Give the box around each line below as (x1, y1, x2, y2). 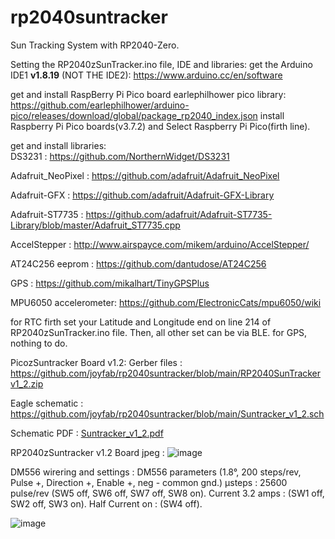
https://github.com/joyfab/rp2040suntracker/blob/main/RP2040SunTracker (10, 367, 322, 379)
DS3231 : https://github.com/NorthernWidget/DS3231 (10, 150, 230, 162)
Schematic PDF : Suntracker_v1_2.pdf (10, 427, 164, 439)
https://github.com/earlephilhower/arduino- (10, 99, 190, 111)
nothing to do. (10, 337, 68, 349)
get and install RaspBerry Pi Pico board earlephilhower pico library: (10, 88, 287, 100)
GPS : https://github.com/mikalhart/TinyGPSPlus (10, 277, 210, 289)
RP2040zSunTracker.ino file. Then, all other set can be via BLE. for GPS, (10, 326, 308, 338)
